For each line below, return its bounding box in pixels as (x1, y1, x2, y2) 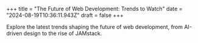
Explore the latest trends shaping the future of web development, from (6, 24, 183, 30)
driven (6, 30, 23, 37)
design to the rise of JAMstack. (23, 30, 102, 37)
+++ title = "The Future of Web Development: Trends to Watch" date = (6, 5, 183, 12)
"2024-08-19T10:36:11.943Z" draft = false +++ (6, 12, 124, 19)
